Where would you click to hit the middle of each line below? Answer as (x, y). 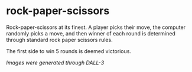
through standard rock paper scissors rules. (60, 40)
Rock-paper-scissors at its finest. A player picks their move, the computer (96, 27)
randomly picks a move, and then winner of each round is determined (91, 33)
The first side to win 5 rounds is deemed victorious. (69, 51)
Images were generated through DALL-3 (55, 63)
